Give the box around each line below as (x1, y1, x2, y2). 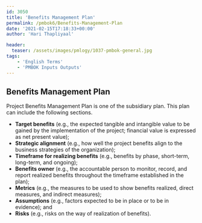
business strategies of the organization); (14, 146, 116, 153)
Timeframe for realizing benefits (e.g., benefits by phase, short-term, (14, 153, 190, 160)
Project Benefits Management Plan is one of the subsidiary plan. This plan (6, 103, 190, 110)
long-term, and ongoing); (14, 159, 78, 166)
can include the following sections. (6, 109, 93, 116)
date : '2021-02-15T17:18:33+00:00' (6, 25, 96, 32)
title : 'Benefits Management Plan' (6, 14, 96, 20)
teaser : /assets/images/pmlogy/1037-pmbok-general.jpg (11, 47, 153, 54)
